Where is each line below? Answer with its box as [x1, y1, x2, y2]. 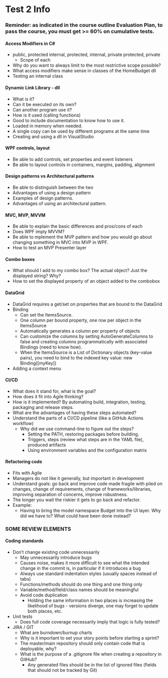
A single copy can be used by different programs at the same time [12, 128, 150, 134]
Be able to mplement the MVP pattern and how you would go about [12, 234, 152, 240]
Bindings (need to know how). [20, 344, 82, 350]
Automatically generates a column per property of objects [20, 328, 140, 334]
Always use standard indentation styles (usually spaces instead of [20, 570, 157, 577]
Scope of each [20, 57, 51, 63]
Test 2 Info [5, 4, 51, 15]
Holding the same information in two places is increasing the [27, 597, 153, 604]
